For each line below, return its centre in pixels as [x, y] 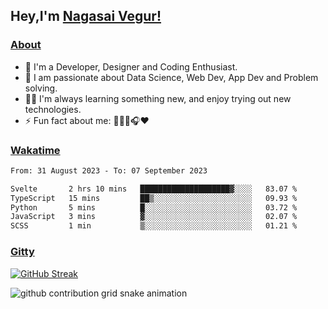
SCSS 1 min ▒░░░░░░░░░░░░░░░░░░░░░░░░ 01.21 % [154, 226]
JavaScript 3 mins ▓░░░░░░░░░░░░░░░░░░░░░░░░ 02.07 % [154, 217]
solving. [41, 88]
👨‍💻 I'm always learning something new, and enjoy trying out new [158, 98]
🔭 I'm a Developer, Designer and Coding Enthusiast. [131, 66]
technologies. [53, 109]
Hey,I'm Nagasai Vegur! [86, 16]
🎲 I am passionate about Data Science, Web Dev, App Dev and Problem [171, 77]
